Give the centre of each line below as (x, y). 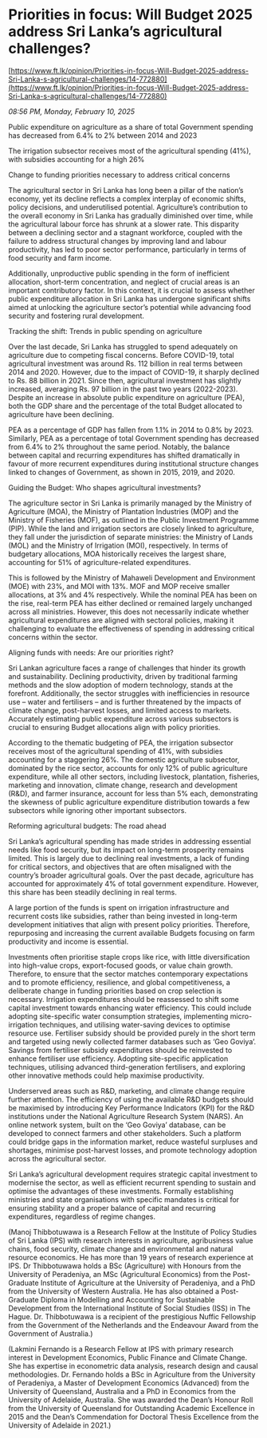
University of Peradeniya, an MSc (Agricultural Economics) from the (120, 1274)
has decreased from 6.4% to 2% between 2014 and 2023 (103, 135)
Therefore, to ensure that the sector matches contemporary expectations (128, 973)
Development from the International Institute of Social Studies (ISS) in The (130, 1308)
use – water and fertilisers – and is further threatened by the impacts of (125, 701)
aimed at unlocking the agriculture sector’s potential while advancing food (130, 307)
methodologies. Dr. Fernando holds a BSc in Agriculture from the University (132, 1374)
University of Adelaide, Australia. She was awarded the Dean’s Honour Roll (131, 1400)
